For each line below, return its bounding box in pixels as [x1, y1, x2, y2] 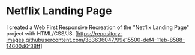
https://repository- [77, 30, 123, 37]
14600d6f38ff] [6, 43, 43, 50]
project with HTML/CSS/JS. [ [6, 30, 78, 37]
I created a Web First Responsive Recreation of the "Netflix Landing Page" [6, 24, 190, 31]
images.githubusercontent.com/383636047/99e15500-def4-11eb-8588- [6, 36, 185, 43]
